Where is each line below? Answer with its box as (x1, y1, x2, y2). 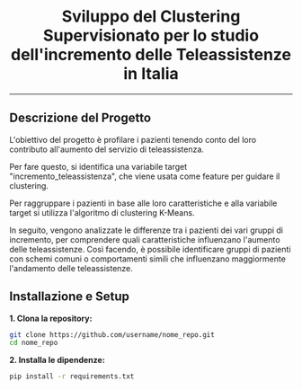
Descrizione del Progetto (9, 111, 151, 126)
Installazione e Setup (9, 289, 130, 305)
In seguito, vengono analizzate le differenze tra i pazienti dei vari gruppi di (9, 225, 283, 235)
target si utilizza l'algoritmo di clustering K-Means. (9, 207, 195, 217)
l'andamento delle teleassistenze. (9, 262, 133, 273)
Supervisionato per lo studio (43, 25, 259, 46)
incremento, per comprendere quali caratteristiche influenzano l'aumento (9, 234, 280, 244)
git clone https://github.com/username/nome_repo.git (9, 330, 216, 339)
